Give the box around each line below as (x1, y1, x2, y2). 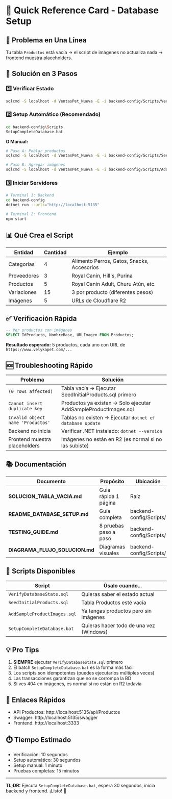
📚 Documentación (6, 460, 67, 469)
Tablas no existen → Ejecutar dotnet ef (61, 414, 156, 421)
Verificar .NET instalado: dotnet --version (61, 427, 163, 434)
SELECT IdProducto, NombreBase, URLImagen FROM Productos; (6, 333, 134, 338)
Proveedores (8, 272, 39, 279)
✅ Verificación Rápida (6, 314, 77, 323)
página (99, 499, 116, 506)
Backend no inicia (8, 427, 51, 434)
